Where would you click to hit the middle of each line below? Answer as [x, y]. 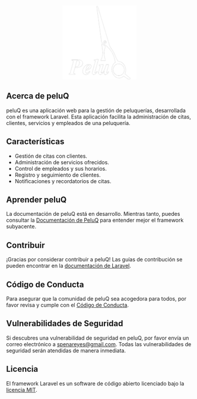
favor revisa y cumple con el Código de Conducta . [68, 305]
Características [35, 142]
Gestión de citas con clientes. [51, 156]
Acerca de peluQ [38, 96]
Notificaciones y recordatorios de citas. [63, 181]
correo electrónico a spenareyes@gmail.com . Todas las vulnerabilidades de [99, 344]
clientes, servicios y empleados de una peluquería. [68, 123]
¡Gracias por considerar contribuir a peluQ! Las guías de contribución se [94, 260]
